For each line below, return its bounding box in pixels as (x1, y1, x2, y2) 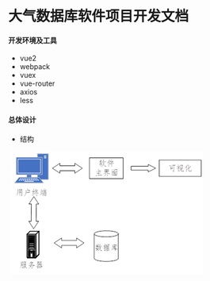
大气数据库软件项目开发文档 (8, 7, 189, 25)
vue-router (19, 79, 55, 88)
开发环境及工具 (8, 35, 57, 44)
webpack (19, 62, 50, 71)
